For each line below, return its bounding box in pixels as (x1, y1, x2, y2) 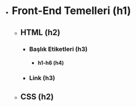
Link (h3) (29, 74, 55, 82)
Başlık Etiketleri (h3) (29, 45, 88, 53)
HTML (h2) (20, 27, 61, 37)
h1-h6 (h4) (37, 60, 64, 67)
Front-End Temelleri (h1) (11, 4, 131, 18)
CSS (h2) (20, 92, 54, 102)
